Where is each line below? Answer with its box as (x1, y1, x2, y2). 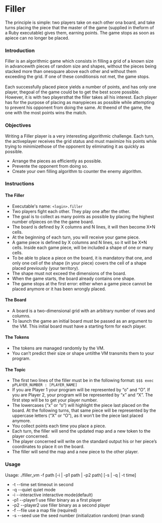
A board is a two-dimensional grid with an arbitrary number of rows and (12, 308, 155, 314)
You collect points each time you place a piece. (12, 423, 106, 429)
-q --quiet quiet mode (12, 487, 56, 492)
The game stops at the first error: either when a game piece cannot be (12, 280, 152, 286)
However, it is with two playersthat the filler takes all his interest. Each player (5, 94, 157, 100)
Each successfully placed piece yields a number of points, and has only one (5, 84, 157, 90)
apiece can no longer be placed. (5, 35, 70, 41)
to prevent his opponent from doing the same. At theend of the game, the (5, 105, 151, 110)
